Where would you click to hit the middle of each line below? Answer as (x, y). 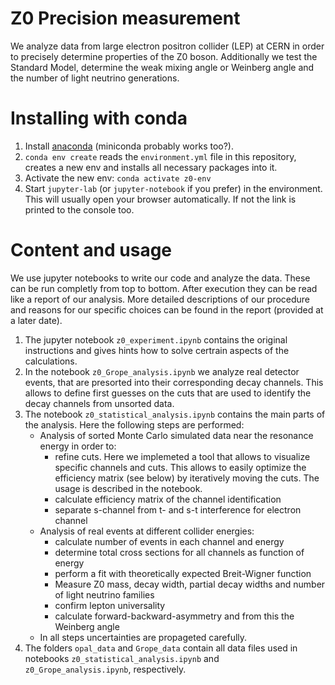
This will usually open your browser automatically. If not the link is (160, 199)
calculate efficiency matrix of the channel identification (168, 499)
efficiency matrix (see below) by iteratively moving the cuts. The (187, 478)
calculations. (51, 361)
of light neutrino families (104, 594)
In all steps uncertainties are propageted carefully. (143, 637)
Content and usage (91, 250)
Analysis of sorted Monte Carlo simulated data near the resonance (176, 435)
